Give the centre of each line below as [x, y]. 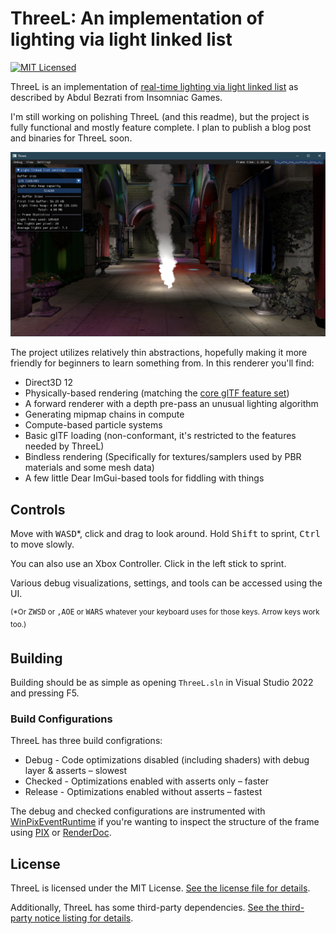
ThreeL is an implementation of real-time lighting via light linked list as [154, 86]
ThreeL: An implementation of [137, 18]
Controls [38, 509]
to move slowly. [42, 544]
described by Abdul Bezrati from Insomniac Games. [116, 97]
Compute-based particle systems [93, 425]
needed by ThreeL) [64, 446]
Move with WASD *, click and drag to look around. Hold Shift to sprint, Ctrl [166, 534]
